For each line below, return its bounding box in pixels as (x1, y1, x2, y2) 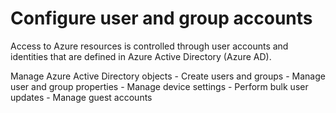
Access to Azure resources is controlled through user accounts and (10, 40, 289, 52)
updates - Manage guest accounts (10, 91, 153, 103)
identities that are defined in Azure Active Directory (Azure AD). (10, 50, 272, 62)
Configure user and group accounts (10, 7, 313, 30)
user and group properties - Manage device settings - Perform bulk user (10, 80, 309, 92)
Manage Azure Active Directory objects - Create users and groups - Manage (10, 70, 326, 82)
